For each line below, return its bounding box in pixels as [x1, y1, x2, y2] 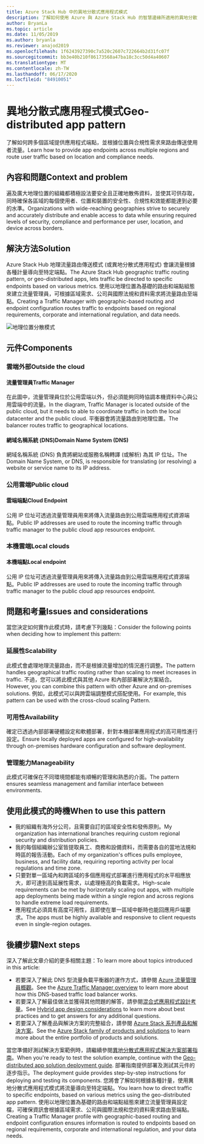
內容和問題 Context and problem [6, 172, 128, 183]
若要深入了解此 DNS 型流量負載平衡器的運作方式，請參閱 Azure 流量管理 [15, 976, 197, 983]
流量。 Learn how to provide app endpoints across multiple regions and [11, 146, 189, 154]
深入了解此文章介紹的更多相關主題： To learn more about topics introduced [6, 956, 193, 964]
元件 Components [6, 343, 73, 353]
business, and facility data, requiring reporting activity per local [15, 858, 174, 865]
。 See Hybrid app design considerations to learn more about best [20, 1005, 185, 1012]
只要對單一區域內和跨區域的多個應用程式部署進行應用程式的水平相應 [15, 872, 186, 879]
